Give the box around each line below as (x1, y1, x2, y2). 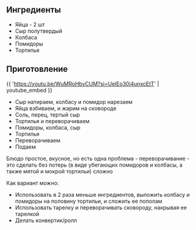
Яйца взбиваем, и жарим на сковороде (14, 104, 116, 112)
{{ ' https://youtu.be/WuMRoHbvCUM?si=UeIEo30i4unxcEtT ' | (6, 80, 159, 87)
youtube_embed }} (6, 86, 52, 94)
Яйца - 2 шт (14, 21, 45, 28)
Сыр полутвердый (14, 27, 62, 34)
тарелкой (14, 210, 39, 217)
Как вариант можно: (6, 179, 59, 187)
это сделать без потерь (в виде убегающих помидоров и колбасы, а (6, 161, 183, 168)
